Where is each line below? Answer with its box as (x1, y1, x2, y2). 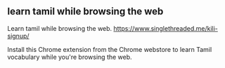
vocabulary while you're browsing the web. (7, 53, 132, 61)
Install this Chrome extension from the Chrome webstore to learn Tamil (7, 45, 212, 53)
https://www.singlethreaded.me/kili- (113, 24, 218, 32)
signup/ (7, 32, 30, 40)
